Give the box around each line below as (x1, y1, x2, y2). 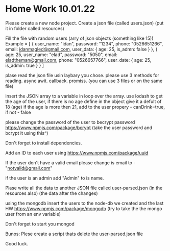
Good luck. (5, 240, 29, 246)
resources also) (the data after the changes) (5, 190, 98, 196)
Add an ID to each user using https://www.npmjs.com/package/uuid (5, 149, 149, 156)
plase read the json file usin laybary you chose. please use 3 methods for (5, 72, 159, 78)
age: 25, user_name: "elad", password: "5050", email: (5, 52, 117, 58)
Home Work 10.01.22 (5, 3, 95, 15)
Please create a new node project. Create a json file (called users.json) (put (5, 20, 164, 26)
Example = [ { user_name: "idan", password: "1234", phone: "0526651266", (5, 40, 163, 46)
